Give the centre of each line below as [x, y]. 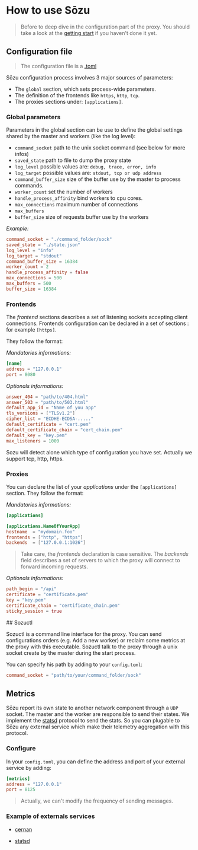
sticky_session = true [34, 611]
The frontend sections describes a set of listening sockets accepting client [97, 317]
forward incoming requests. [54, 566]
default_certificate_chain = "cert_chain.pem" [64, 430]
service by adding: [29, 768]
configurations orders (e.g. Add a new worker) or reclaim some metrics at [96, 640]
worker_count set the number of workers [64, 192]
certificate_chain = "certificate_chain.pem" [63, 606]
